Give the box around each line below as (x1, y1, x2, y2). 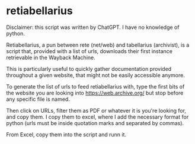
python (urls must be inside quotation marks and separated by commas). (6, 119, 184, 126)
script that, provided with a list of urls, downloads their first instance (6, 47, 173, 54)
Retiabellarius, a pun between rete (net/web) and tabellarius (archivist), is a (6, 41, 190, 48)
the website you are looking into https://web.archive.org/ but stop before (6, 89, 184, 96)
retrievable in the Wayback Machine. (6, 54, 96, 61)
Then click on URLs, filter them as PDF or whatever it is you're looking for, (6, 107, 187, 114)
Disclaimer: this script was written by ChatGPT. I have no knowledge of (6, 24, 180, 31)
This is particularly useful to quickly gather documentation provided (6, 65, 172, 72)
